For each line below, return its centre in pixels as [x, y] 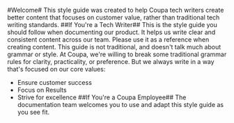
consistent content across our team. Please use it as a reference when [108, 40]
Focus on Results [42, 90]
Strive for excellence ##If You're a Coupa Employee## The [102, 97]
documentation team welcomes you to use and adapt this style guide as [120, 105]
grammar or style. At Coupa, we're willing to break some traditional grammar [117, 54]
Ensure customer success [55, 82]
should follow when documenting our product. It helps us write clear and [111, 32]
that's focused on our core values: [56, 69]
